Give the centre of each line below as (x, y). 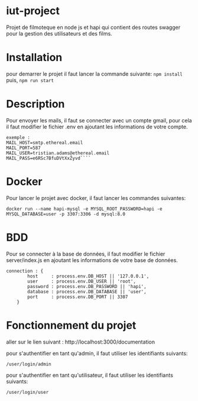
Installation (34, 58)
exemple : (18, 137)
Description (35, 104)
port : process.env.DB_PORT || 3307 (78, 297)
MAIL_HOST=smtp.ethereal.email (45, 143)
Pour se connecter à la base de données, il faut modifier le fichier (86, 254)
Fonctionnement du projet (71, 325)
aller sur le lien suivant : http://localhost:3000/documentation (81, 342)
